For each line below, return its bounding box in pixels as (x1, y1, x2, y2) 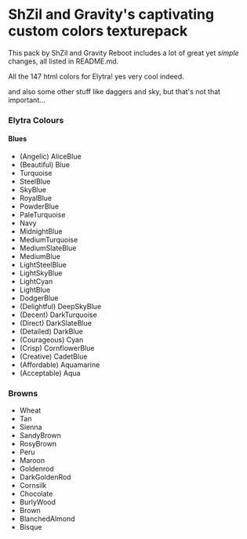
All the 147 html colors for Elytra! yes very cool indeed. (8, 71, 184, 81)
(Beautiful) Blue (19, 160, 71, 169)
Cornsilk (19, 481, 47, 490)
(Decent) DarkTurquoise (19, 310, 98, 319)
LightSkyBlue (19, 268, 63, 278)
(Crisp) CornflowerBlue (19, 344, 95, 353)
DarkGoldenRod (19, 472, 71, 482)
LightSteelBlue (19, 260, 67, 270)
